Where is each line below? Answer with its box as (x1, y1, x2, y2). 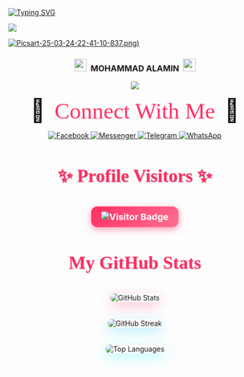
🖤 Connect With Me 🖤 (30, 96, 240, 125)
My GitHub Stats (67, 252, 202, 273)
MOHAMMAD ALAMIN (90, 63, 180, 74)
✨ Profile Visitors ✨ (57, 165, 213, 186)
